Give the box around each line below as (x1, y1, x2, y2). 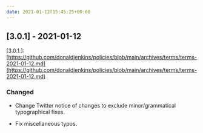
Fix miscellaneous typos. (15, 120, 78, 127)
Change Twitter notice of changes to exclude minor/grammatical (15, 102, 176, 109)
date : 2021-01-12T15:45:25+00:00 (6, 8, 91, 15)
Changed (6, 88, 35, 97)
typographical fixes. (15, 108, 65, 115)
